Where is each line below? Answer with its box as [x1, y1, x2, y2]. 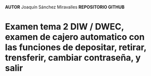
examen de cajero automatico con [5, 32, 145, 43]
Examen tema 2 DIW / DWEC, [5, 21, 124, 32]
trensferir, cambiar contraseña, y [5, 52, 141, 63]
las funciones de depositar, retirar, [5, 42, 147, 53]
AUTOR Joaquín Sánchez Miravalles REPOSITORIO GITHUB [5, 4, 125, 10]
